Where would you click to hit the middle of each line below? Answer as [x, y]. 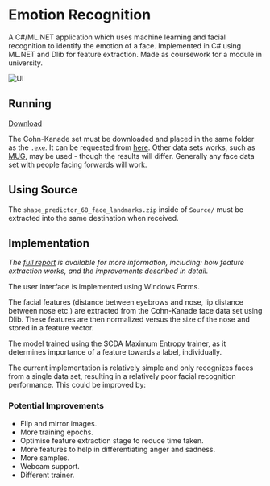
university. [25, 63]
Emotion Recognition [80, 15]
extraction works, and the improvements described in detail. [108, 271]
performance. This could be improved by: [77, 385]
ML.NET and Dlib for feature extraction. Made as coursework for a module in [135, 54]
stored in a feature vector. [51, 328]
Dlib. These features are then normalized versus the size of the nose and [129, 319]
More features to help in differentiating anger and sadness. [118, 449]
